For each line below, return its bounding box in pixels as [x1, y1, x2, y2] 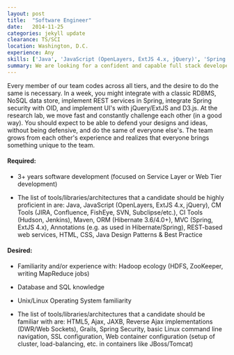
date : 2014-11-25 [7, 23, 64, 30]
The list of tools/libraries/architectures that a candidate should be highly [17, 193, 224, 201]
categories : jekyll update [7, 29, 86, 37]
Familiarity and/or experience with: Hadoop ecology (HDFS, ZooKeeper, [17, 262, 224, 270]
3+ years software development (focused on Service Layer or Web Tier [17, 172, 222, 180]
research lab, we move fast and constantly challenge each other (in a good [7, 111, 222, 119]
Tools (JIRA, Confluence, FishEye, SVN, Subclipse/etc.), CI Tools [17, 208, 203, 217]
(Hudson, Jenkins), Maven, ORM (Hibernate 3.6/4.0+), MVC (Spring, [17, 215, 214, 224]
